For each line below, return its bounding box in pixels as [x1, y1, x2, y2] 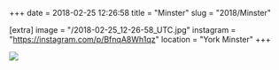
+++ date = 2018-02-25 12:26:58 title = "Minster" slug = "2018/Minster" [9, 8, 272, 18]
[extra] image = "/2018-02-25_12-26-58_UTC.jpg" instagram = [9, 25, 236, 35]
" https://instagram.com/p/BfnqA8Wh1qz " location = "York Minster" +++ [9, 35, 272, 44]
